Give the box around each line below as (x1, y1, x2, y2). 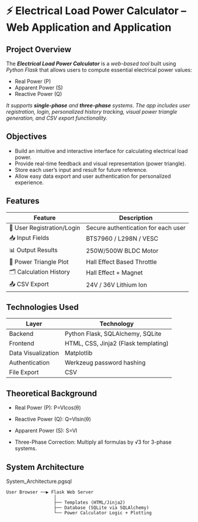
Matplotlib (64, 349, 93, 357)
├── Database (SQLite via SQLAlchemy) (53, 505, 150, 511)
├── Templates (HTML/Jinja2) (53, 499, 126, 506)
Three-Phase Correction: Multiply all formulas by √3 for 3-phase (14, 438, 172, 446)
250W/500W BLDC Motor (86, 246, 158, 255)
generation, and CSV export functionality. (6, 114, 108, 121)
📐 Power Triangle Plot (9, 258, 69, 266)
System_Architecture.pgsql (6, 478, 72, 485)
